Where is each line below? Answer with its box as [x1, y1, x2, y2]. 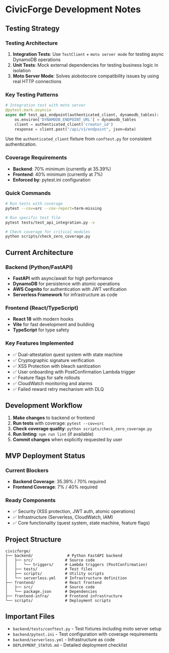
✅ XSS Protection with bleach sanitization [12, 363, 101, 369]
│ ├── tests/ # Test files [5, 567, 93, 572]
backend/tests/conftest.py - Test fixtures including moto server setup [12, 625, 162, 631]
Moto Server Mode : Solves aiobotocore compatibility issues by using [12, 73, 159, 79]
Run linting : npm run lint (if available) [12, 431, 94, 437]
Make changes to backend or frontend [12, 414, 95, 421]
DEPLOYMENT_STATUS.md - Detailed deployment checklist [12, 642, 128, 648]
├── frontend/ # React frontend [5, 580, 102, 585]
